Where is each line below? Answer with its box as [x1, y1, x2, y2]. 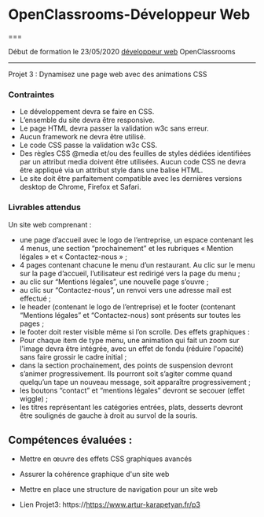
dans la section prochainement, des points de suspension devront [19, 360, 233, 370]
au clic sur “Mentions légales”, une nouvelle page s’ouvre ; [19, 277, 209, 286]
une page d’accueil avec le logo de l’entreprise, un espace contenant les [19, 234, 254, 245]
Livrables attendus [8, 202, 81, 213]
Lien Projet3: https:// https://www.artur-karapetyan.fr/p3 [19, 500, 200, 509]
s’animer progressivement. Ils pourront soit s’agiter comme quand [19, 368, 233, 379]
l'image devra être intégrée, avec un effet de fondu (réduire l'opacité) [19, 344, 244, 353]
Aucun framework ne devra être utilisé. [19, 132, 146, 142]
